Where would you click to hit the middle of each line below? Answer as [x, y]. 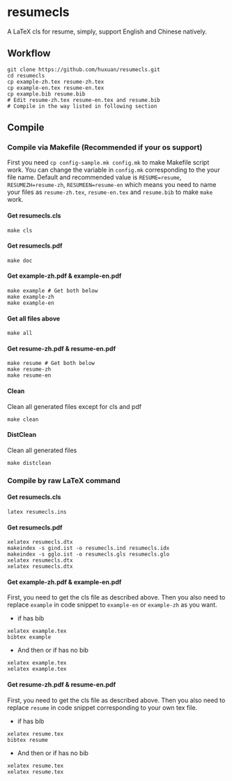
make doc [20, 260]
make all [20, 333]
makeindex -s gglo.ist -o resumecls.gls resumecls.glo [88, 555]
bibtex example [29, 637]
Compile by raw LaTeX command [64, 480]
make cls [20, 230]
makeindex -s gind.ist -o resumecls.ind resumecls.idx [88, 549]
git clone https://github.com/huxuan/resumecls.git [84, 69]
